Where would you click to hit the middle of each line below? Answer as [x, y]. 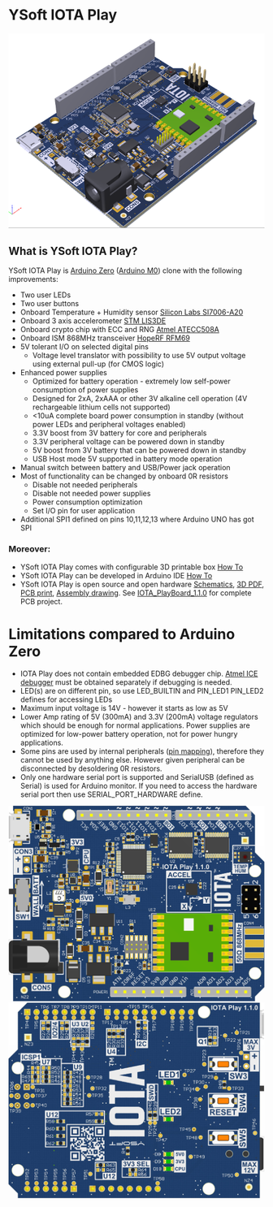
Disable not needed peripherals [85, 485]
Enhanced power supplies [63, 373]
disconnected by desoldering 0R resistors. [91, 768]
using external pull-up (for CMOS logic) [98, 364]
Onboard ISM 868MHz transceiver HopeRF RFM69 [105, 338]
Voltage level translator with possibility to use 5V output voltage [139, 356]
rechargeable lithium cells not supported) [101, 407]
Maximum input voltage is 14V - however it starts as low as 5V [124, 708]
